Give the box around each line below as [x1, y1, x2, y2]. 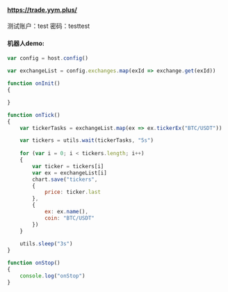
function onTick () [7, 111, 60, 118]
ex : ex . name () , [44, 209, 89, 216]
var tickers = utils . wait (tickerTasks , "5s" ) [19, 137, 154, 144]
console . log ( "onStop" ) [19, 272, 85, 279]
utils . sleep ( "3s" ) [19, 241, 73, 248]
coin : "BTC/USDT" [44, 214, 95, 222]
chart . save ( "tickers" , [32, 176, 98, 183]
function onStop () [7, 259, 60, 267]
